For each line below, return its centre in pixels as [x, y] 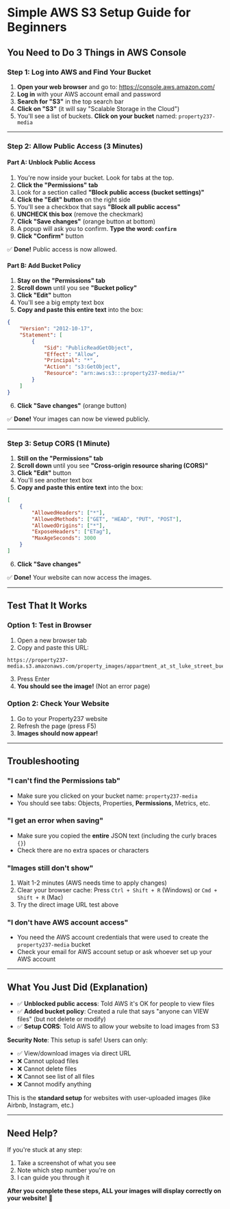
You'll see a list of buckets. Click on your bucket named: [97, 116]
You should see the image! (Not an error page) [84, 686]
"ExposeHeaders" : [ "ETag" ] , [72, 532]
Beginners [37, 27]
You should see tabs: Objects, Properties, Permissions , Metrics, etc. [114, 803]
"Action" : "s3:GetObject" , [82, 367]
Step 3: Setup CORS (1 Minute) [59, 443]
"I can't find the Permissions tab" [64, 781]
